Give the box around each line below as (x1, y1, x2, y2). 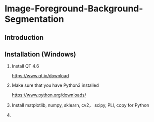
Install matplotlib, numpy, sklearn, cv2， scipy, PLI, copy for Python (11, 102, 150, 108)
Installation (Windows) (4, 50, 76, 59)
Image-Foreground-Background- (4, 3, 143, 14)
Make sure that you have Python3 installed (11, 82, 99, 88)
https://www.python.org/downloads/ (11, 92, 86, 98)
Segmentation (4, 13, 64, 25)
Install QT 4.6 (11, 63, 39, 69)
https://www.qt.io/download (11, 73, 69, 79)
